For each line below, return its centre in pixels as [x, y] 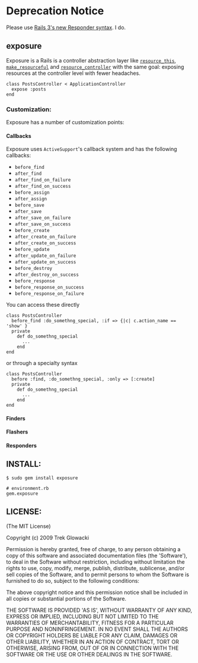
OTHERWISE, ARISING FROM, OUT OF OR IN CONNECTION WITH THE [92, 648]
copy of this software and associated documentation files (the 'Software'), [97, 555]
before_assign [32, 193]
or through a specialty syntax [42, 363]
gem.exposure [22, 494]
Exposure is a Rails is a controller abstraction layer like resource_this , [91, 60]
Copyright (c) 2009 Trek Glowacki [48, 538]
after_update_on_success [45, 262]
